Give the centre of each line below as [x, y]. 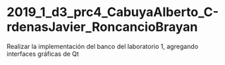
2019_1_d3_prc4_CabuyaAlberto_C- [113, 12]
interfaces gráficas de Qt [43, 54]
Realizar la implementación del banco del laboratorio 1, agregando [103, 46]
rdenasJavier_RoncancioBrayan [102, 27]
